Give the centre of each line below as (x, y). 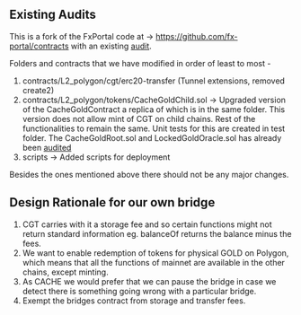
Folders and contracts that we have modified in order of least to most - (140, 63)
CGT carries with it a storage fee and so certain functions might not (147, 224)
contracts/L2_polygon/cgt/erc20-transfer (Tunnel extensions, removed (154, 81)
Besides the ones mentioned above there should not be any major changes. (149, 174)
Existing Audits (53, 15)
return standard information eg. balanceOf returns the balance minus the (157, 233)
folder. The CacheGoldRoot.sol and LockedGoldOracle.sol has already (152, 137)
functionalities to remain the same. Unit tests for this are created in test (154, 128)
